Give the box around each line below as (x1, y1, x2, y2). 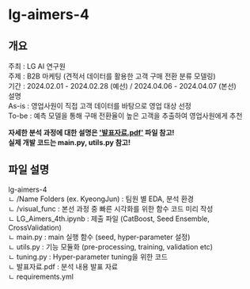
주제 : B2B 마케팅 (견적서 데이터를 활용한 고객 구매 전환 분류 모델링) (8, 71, 216, 81)
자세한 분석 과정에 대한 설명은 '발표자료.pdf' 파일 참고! (8, 128, 175, 137)
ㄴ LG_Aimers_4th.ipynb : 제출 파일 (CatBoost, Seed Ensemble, (8, 214, 210, 223)
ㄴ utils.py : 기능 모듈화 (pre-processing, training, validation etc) (8, 241, 214, 251)
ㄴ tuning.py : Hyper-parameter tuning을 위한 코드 (8, 252, 169, 261)
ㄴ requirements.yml (8, 272, 74, 281)
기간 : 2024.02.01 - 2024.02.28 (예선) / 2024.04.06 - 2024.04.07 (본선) (8, 82, 237, 90)
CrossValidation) (8, 222, 62, 232)
